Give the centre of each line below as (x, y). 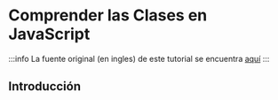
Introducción (45, 86)
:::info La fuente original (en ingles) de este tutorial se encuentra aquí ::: (139, 58)
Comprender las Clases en (108, 15)
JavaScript (49, 34)
